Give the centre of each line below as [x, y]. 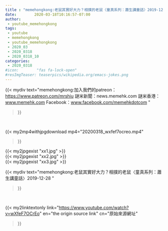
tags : [11, 28]
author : [13, 19]
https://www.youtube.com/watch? [94, 207]
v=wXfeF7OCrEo [22, 213]
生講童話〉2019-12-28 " [30, 178]
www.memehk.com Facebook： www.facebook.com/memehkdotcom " [78, 102]
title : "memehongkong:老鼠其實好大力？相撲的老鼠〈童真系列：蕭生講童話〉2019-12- [85, 10]
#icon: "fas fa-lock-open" [41, 70]
